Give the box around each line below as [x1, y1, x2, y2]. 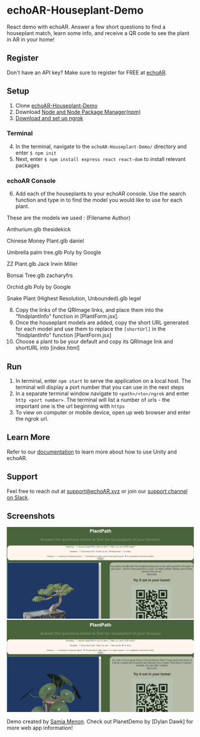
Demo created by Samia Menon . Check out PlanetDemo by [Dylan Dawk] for [7, 718, 193, 725]
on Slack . [7, 494, 30, 501]
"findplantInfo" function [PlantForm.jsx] [15, 332, 112, 339]
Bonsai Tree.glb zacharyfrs [7, 272, 73, 279]
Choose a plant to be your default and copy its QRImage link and [15, 338, 173, 345]
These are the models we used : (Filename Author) [7, 215, 131, 222]
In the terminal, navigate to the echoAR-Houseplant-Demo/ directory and [15, 143, 187, 150]
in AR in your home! [7, 36, 55, 43]
